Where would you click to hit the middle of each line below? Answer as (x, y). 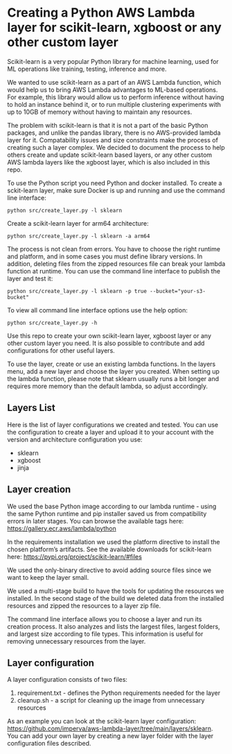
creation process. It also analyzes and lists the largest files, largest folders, (114, 626)
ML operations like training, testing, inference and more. (87, 69)
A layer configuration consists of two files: (68, 680)
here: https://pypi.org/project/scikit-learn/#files (74, 556)
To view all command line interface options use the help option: (98, 310)
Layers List (31, 408)
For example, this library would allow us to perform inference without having (116, 97)
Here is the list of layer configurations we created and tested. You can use (113, 424)
